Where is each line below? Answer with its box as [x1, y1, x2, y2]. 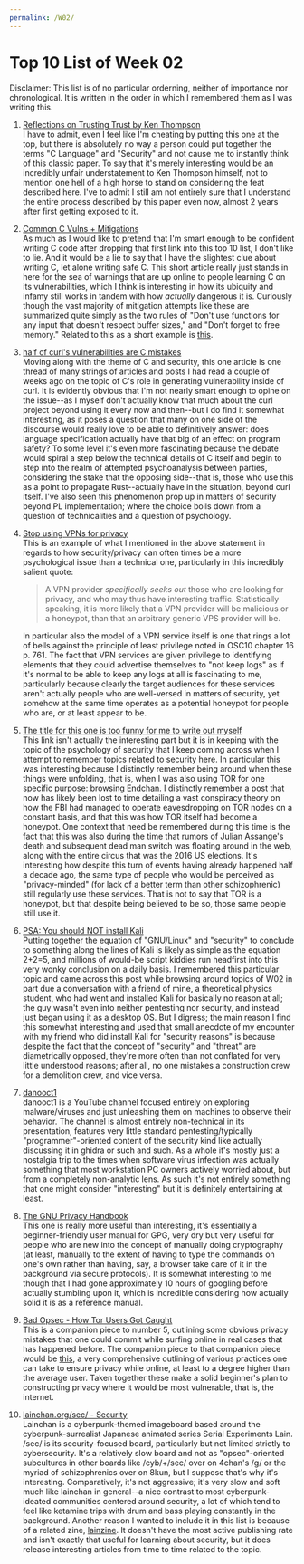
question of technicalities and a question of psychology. [22, 510, 232, 521]
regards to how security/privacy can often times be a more [22, 547, 242, 558]
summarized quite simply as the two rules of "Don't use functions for [22, 310, 280, 321]
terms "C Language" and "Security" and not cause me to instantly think [22, 148, 290, 158]
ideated [22, 1495, 52, 1506]
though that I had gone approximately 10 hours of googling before [22, 1278, 269, 1289]
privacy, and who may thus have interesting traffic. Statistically [44, 593, 280, 604]
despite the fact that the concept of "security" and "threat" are [22, 1041, 256, 1051]
